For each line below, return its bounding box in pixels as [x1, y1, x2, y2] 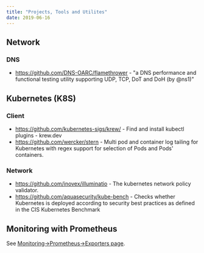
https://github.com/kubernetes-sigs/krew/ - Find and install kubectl [15, 125, 185, 133]
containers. [15, 151, 44, 158]
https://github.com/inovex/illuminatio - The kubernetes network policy [15, 180, 191, 187]
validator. [15, 187, 38, 194]
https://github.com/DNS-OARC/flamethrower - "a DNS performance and [15, 69, 197, 77]
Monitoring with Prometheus [6, 223, 118, 234]
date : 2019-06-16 [6, 15, 51, 21]
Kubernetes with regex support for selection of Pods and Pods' [15, 144, 174, 152]
